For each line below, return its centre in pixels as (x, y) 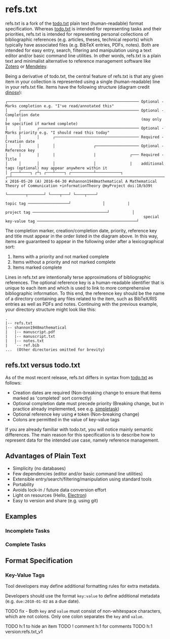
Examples (21, 516)
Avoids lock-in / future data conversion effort (59, 490)
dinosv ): (14, 92)
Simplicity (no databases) (39, 468)
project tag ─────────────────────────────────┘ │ (70, 212)
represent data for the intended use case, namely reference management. (82, 440)
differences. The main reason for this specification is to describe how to (80, 434)
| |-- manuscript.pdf (30, 332)
